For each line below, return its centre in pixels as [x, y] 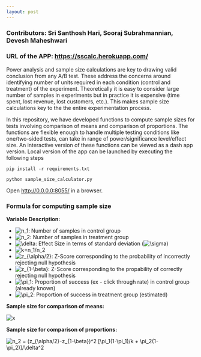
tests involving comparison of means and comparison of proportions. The [97, 126]
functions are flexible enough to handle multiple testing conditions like [93, 132]
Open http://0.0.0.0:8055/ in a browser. [55, 191]
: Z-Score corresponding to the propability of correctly [115, 269]
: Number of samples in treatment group [79, 237]
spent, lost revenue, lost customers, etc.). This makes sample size [88, 101]
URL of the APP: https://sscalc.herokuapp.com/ [77, 56]
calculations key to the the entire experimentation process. [79, 108]
